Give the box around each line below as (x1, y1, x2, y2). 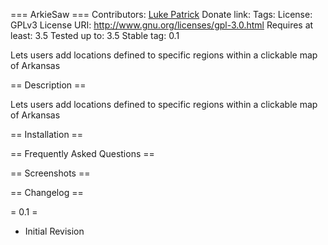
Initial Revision (24, 225, 85, 237)
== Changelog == (10, 187, 84, 198)
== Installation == (10, 129, 84, 140)
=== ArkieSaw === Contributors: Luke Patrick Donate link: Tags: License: (10, 9, 313, 20)
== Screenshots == (10, 167, 91, 179)
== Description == (10, 79, 87, 91)
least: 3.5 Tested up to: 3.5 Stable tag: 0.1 (10, 30, 180, 41)
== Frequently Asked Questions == (10, 148, 155, 159)
